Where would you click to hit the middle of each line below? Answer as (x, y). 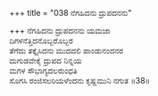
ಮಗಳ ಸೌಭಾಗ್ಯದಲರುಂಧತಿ (43, 71)
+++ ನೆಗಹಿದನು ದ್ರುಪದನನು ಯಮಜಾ (60, 31)
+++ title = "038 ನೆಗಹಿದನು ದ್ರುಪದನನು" (71, 13)
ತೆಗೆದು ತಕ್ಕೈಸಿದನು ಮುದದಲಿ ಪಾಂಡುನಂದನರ (67, 51)
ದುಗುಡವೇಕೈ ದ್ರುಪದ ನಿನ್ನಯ (46, 60)
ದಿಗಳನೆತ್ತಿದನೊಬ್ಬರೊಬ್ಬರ (41, 40)
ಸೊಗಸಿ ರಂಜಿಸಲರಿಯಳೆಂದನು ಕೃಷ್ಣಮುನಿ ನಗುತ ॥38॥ (79, 80)
